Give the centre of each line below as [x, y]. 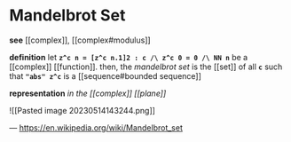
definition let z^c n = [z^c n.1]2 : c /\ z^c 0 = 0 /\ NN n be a [129, 57]
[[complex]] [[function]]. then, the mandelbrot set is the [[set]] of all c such [146, 67]
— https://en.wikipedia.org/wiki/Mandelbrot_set [96, 127]
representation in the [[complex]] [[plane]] [88, 93]
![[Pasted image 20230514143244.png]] [82, 110]
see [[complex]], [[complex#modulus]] [80, 40]
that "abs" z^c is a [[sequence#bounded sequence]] [106, 75]
